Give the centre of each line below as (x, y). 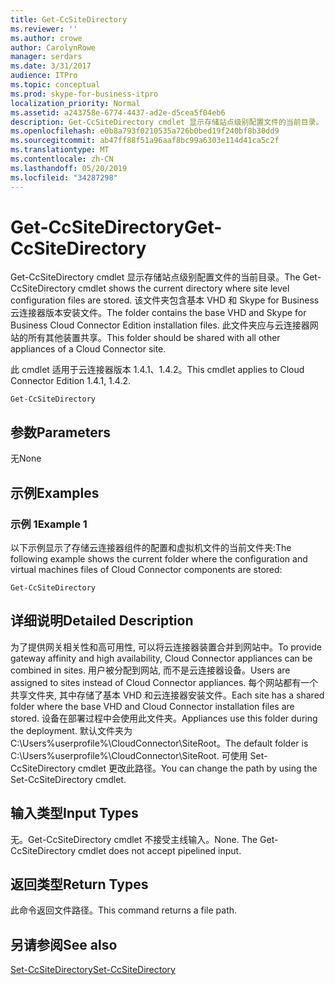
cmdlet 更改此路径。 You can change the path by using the (198, 768)
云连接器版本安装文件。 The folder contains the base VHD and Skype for (158, 313)
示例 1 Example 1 (49, 524)
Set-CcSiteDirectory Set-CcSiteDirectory (93, 970)
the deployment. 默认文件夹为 (71, 730)
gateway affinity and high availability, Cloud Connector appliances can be (161, 658)
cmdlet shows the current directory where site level (184, 288)
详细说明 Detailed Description (102, 621)
